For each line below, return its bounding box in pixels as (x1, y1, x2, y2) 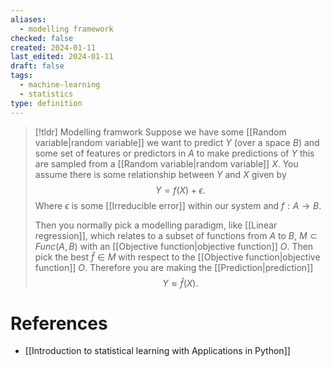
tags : (10, 71, 33, 81)
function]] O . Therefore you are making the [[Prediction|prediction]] (34, 261, 314, 273)
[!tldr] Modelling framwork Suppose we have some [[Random (34, 126, 287, 138)
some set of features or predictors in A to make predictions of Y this (34, 147, 315, 159)
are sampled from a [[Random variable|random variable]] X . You (34, 157, 299, 170)
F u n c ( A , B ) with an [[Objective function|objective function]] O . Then (34, 240, 314, 252)
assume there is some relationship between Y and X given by (34, 168, 287, 180)
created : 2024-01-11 (10, 42, 97, 53)
